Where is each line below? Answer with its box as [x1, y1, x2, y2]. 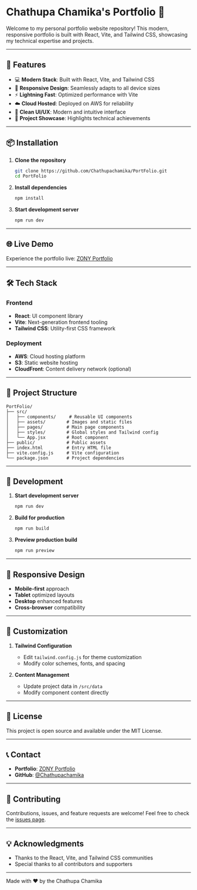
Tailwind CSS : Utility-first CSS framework [14, 325, 116, 332]
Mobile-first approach [14, 585, 69, 592]
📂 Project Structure [6, 388, 77, 398]
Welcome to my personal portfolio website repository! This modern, [6, 25, 169, 32]
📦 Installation [6, 138, 59, 148]
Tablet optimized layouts [14, 591, 75, 598]
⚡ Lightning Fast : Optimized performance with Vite [14, 91, 138, 98]
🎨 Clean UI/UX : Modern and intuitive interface [14, 108, 126, 115]
